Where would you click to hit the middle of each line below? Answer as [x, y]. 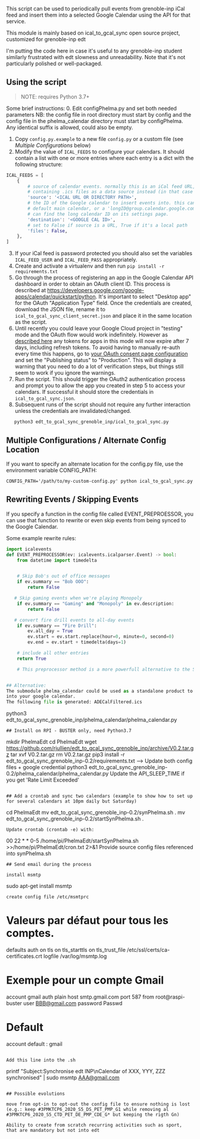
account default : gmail [34, 1044]
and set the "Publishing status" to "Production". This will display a [95, 360]
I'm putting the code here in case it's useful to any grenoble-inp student [94, 51]
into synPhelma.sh [29, 853]
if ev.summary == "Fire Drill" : [57, 626]
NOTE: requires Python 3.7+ [55, 97]
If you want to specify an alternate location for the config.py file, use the [95, 464]
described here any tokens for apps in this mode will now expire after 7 [102, 341]
